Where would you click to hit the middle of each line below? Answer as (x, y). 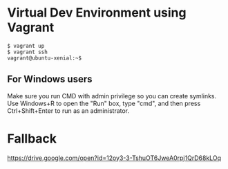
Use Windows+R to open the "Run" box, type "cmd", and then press (104, 103)
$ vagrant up (26, 46)
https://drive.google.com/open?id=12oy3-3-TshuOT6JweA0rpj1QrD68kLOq (114, 158)
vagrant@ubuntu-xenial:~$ (44, 58)
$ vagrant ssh (28, 52)
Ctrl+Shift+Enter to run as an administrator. (68, 110)
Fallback (32, 138)
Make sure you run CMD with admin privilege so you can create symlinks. (112, 96)
